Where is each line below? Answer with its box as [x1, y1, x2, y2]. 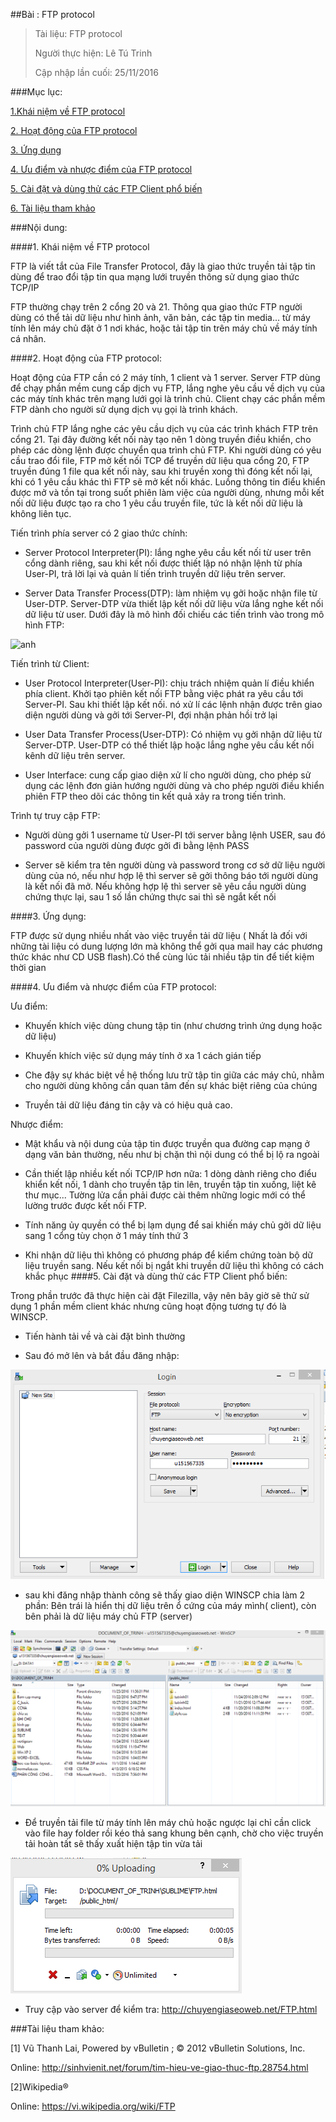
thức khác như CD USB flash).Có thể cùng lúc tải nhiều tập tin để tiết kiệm [10, 951, 315, 963]
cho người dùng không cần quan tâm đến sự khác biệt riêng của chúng [24, 1080, 318, 1091]
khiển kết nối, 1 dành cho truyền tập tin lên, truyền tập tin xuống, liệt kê [24, 1179, 317, 1190]
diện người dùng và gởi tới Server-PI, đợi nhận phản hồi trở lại [24, 709, 278, 721]
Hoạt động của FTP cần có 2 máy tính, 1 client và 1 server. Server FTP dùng [10, 372, 321, 383]
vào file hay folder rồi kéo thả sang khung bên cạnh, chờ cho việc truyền [24, 1827, 324, 1839]
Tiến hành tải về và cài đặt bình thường [24, 1330, 186, 1342]
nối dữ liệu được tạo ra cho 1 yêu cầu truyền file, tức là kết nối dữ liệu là [10, 497, 303, 509]
